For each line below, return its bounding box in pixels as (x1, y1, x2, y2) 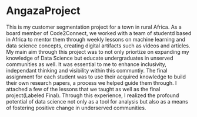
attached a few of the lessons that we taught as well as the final (6, 85, 161, 92)
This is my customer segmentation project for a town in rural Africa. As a (6, 23, 182, 30)
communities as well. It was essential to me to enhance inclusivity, (6, 60, 166, 68)
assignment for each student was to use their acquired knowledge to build (6, 73, 186, 80)
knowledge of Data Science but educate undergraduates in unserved (6, 54, 173, 61)
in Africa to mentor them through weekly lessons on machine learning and (6, 36, 186, 43)
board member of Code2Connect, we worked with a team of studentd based (6, 29, 192, 36)
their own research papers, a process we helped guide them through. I (6, 79, 177, 86)
